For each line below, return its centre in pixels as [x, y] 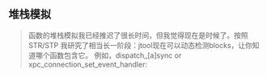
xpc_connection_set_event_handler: [88, 64]
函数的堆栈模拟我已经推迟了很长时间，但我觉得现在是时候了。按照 [138, 35]
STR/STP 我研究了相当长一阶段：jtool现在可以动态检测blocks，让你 [140, 45]
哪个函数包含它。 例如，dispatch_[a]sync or [108, 55]
